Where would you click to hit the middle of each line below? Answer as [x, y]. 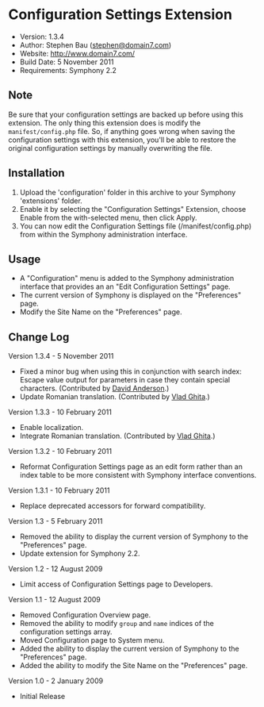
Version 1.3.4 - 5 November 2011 [61, 356]
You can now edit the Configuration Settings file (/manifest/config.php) [136, 226]
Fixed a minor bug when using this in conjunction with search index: [130, 371]
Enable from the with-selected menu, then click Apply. [108, 217]
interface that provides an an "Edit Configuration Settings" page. [125, 286]
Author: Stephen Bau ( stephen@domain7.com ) [96, 44]
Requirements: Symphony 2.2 [68, 70]
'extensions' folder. [51, 201]
